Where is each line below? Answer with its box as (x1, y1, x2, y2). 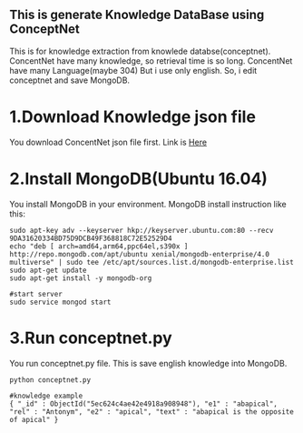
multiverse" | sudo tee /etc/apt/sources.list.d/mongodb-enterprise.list (9, 257, 295, 267)
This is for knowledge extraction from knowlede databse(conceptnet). (9, 45, 271, 56)
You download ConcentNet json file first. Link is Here (9, 136, 207, 147)
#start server (9, 289, 64, 298)
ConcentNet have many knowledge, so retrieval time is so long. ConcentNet (9, 55, 293, 66)
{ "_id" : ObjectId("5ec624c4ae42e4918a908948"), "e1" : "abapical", (9, 399, 279, 408)
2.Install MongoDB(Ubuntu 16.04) (9, 168, 268, 189)
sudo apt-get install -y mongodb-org (9, 273, 152, 283)
